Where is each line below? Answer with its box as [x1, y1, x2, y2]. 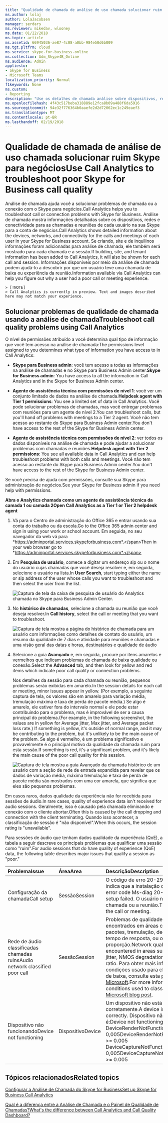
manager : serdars [5, 21, 41, 27]
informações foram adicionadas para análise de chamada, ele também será [5, 243, 160, 249]
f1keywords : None [5, 82, 41, 87]
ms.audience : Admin [5, 59, 46, 64]
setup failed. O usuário [105, 895, 159, 902]
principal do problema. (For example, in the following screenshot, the [12, 714, 153, 721]
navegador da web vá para [12, 534, 68, 540]
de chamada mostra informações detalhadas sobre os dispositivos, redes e [5, 217, 160, 223]
